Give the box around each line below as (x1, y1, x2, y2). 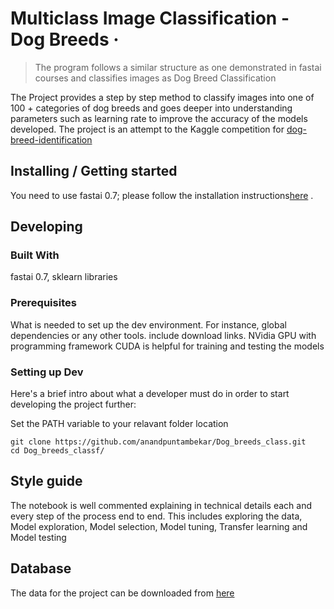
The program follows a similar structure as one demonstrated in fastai (34, 61, 322, 73)
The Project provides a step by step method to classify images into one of (10, 91, 315, 103)
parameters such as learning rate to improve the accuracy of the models (10, 112, 308, 124)
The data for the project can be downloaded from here (10, 587, 235, 599)
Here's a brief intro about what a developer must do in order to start (10, 388, 290, 400)
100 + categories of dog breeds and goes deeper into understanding (10, 102, 293, 114)
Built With (10, 248, 60, 262)
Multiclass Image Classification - (10, 7, 290, 30)
